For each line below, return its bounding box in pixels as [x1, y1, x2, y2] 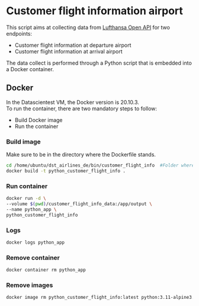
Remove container [6, 253, 60, 262]
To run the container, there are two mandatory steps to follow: [6, 105, 158, 112]
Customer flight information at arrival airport [14, 47, 123, 55]
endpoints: [6, 30, 33, 37]
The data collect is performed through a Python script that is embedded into [6, 59, 192, 66]
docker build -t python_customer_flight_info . [6, 168, 126, 174]
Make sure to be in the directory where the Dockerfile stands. [6, 151, 156, 158]
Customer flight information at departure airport [14, 42, 131, 49]
